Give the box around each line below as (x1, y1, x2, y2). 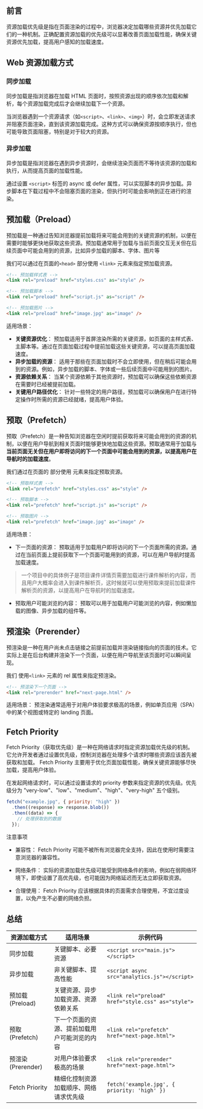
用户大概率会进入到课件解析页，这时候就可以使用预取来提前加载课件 (26, 579, 196, 586)
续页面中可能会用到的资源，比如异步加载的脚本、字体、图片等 (6, 247, 160, 254)
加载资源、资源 (54, 995, 97, 1004)
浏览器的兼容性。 (20, 853, 63, 861)
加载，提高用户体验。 (6, 766, 59, 774)
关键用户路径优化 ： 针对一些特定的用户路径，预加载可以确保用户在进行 (14, 388, 192, 395)
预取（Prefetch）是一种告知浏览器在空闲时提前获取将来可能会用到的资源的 (6, 432, 192, 439)
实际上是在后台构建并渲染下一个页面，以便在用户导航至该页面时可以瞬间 (6, 651, 186, 659)
